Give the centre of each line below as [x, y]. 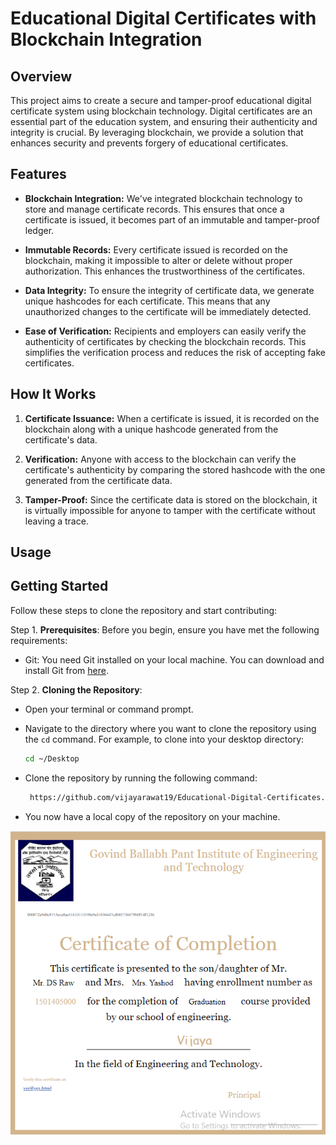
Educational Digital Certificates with [163, 18]
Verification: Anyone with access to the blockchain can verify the [160, 459]
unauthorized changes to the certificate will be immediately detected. [168, 311]
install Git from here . [66, 670]
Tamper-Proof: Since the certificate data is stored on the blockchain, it [171, 499]
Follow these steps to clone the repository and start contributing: [144, 610]
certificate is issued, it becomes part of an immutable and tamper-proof [172, 219]
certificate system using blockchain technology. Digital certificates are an [161, 111]
